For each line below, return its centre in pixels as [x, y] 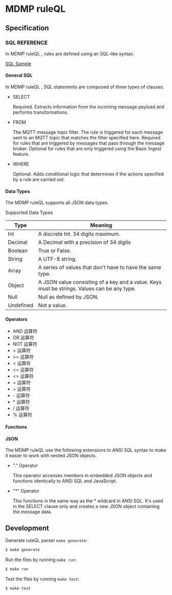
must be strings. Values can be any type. [87, 289]
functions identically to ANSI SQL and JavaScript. [65, 481]
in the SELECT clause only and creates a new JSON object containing [86, 507]
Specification [27, 28]
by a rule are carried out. [39, 179]
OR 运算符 [23, 338]
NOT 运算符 [25, 344]
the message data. [32, 512]
